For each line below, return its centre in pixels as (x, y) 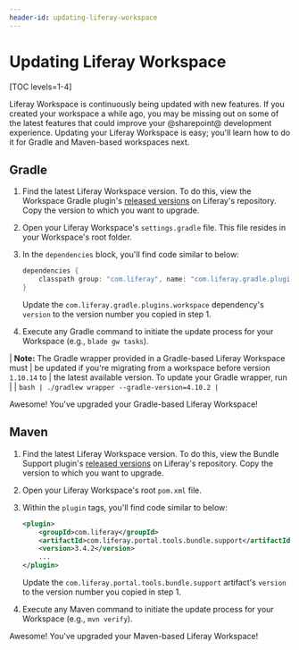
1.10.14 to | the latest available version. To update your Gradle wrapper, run (148, 377)
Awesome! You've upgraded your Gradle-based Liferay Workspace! (134, 404)
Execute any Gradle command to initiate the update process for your (148, 331)
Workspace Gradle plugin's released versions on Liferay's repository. (149, 201)
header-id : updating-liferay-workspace (83, 17)
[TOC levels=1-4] (41, 87)
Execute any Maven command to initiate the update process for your (148, 610)
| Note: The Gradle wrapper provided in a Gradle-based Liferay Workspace (147, 358)
